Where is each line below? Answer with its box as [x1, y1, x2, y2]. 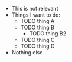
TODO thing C [20, 37, 55, 43]
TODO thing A [20, 18, 55, 24]
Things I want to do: [11, 11, 61, 18]
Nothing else [11, 49, 43, 56]
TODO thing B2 [29, 30, 67, 37]
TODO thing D [20, 43, 55, 50]
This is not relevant [11, 5, 58, 12]
